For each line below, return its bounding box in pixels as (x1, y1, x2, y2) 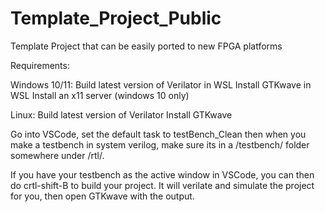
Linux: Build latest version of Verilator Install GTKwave (10, 108, 233, 121)
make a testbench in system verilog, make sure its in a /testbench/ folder (10, 138, 310, 151)
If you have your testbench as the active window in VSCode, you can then (10, 168, 315, 181)
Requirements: (10, 59, 70, 71)
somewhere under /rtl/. (10, 149, 105, 161)
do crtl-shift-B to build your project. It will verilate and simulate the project (10, 179, 315, 191)
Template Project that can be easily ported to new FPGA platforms (10, 40, 283, 52)
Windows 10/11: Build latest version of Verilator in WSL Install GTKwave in (10, 78, 312, 91)
